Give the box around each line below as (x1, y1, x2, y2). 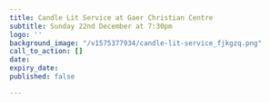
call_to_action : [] (9, 47, 84, 56)
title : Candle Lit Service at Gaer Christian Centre (9, 13, 214, 23)
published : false (9, 72, 75, 81)
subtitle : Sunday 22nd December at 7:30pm (9, 22, 173, 31)
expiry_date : (9, 64, 59, 73)
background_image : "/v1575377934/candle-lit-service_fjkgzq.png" (9, 38, 262, 48)
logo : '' (9, 30, 43, 39)
